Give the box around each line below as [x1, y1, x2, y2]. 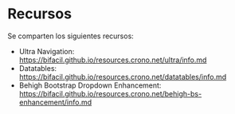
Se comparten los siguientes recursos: [7, 31, 135, 41]
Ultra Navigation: [18, 46, 75, 56]
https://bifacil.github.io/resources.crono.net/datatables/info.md [18, 72, 227, 81]
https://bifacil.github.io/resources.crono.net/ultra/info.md [18, 55, 207, 65]
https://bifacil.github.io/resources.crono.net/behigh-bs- [18, 88, 202, 98]
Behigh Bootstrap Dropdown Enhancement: [18, 81, 162, 90]
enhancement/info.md [18, 97, 92, 107]
